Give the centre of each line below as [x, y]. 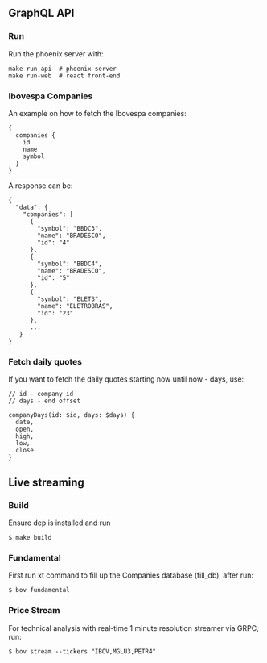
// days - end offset [45, 401]
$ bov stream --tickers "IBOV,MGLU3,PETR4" [82, 651]
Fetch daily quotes [45, 361]
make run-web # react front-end [64, 76]
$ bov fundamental [39, 590]
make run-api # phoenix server [62, 69]
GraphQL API [41, 13]
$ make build [30, 537]
